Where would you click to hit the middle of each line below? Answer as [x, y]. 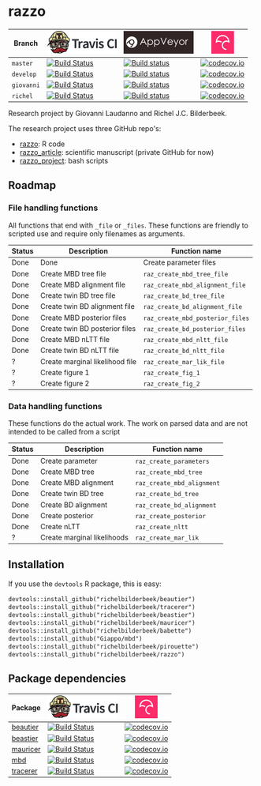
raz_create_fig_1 [172, 373]
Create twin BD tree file [78, 295]
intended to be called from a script [64, 431]
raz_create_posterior [171, 516]
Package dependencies [67, 679]
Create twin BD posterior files [88, 328]
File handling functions [53, 208]
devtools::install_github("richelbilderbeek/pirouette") [104, 646]
